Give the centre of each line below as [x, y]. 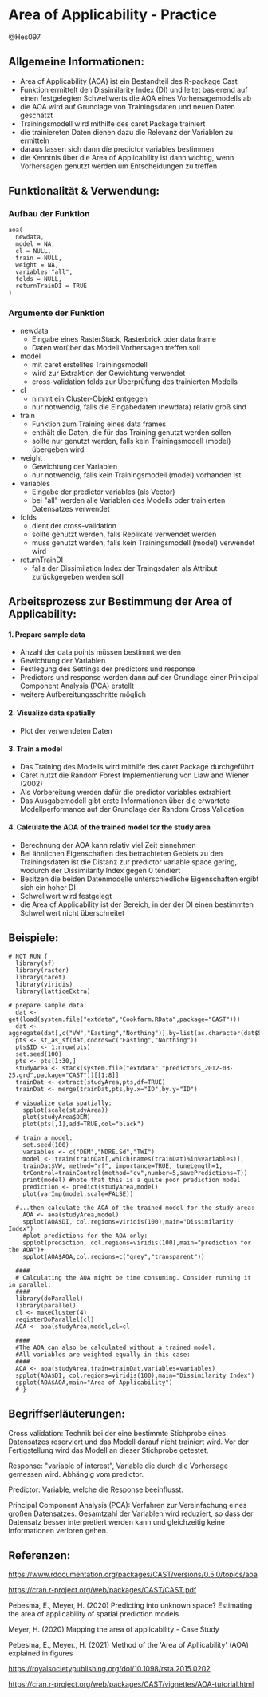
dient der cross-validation [74, 525]
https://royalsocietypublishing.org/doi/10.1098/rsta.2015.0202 [109, 1669]
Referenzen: [39, 1555]
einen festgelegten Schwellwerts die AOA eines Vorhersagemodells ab [136, 98]
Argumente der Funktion [57, 313]
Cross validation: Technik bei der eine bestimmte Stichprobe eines [117, 1433]
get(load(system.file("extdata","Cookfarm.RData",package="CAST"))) [124, 1019]
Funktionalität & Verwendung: [84, 191]
